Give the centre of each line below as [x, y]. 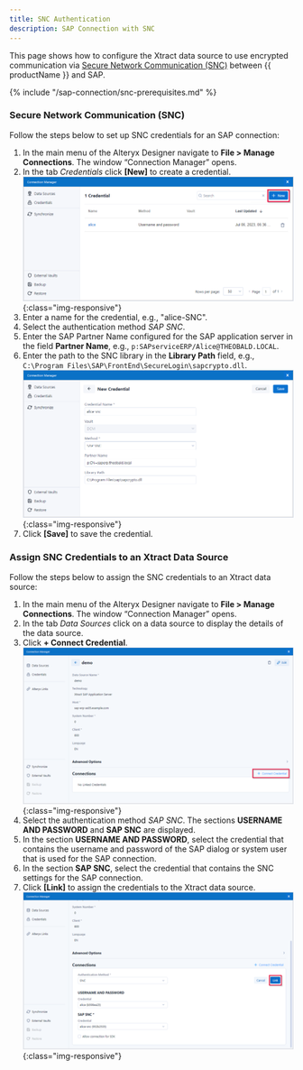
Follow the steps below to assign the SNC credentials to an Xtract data [140, 577]
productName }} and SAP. [57, 74]
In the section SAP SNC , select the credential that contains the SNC [148, 868]
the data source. [53, 632]
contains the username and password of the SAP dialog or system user [155, 849]
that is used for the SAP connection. [89, 859]
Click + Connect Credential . [75, 642]
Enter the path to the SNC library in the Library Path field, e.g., [138, 355]
